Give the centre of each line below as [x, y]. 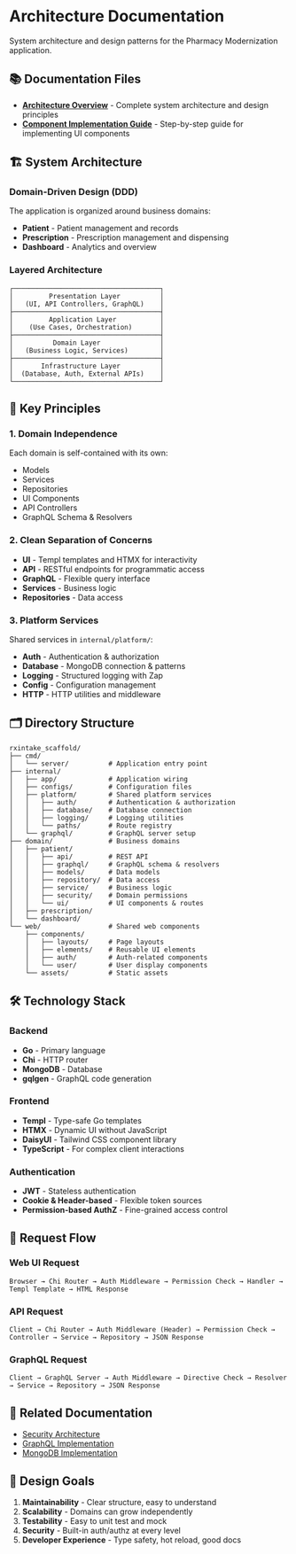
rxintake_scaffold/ [45, 748]
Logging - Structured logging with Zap [93, 676]
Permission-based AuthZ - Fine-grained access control [125, 1210]
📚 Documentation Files [75, 79]
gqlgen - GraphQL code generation [87, 1078]
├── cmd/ [25, 756]
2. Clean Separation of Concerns [81, 540]
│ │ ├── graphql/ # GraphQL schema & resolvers [114, 864]
